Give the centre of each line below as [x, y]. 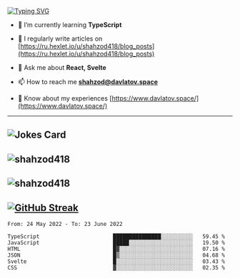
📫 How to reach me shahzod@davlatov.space [88, 82]
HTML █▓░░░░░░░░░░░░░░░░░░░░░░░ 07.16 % [116, 249]
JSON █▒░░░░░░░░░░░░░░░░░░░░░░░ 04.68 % [116, 255]
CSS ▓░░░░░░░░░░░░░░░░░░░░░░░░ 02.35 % [116, 267]
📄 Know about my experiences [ [65, 98]
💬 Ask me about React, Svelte [62, 67]
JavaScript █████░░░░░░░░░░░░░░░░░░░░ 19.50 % [116, 242]
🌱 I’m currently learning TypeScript [70, 25]
